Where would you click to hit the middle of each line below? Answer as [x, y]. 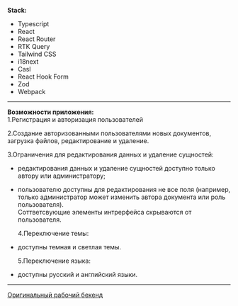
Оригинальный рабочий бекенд [55, 295]
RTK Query [34, 46]
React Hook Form [43, 76]
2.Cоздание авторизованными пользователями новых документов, [109, 133]
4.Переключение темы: [53, 233]
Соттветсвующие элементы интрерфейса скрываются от [104, 212]
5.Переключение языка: [54, 261]
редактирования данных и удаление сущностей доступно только [117, 168]
